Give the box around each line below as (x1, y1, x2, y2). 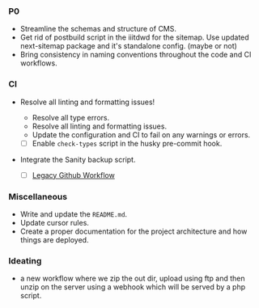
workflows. (19, 58, 58, 68)
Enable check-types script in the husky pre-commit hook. (32, 138, 223, 148)
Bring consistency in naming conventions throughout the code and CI (19, 50, 252, 60)
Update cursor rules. (19, 218, 89, 228)
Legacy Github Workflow (32, 170, 115, 179)
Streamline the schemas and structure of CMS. (19, 24, 176, 34)
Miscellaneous (8, 191, 67, 202)
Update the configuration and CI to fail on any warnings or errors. (32, 129, 251, 139)
